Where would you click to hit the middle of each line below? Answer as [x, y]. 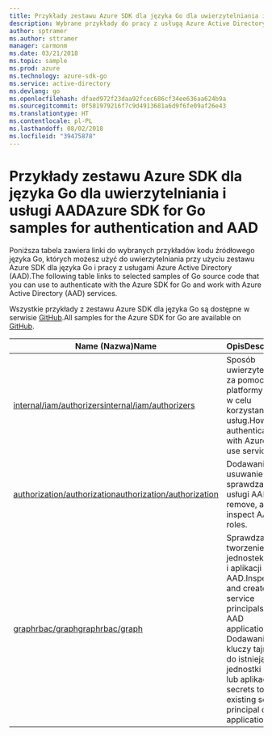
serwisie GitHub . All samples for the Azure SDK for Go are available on [125, 317]
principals [245, 608]
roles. [237, 524]
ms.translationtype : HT [49, 114]
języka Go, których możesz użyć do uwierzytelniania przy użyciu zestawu [132, 259]
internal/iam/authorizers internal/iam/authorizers [104, 405]
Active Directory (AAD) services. [63, 293]
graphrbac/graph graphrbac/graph [78, 628]
